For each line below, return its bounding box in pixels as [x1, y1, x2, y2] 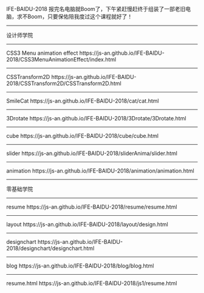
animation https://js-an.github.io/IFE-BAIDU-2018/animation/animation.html [6, 167, 194, 174]
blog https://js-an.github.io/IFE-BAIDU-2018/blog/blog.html [6, 262, 154, 269]
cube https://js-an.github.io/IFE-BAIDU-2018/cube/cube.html [6, 133, 159, 139]
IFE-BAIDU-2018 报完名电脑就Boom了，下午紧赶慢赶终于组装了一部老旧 [6, 5, 186, 12]
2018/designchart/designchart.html [6, 245, 95, 252]
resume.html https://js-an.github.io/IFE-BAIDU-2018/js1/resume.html [6, 280, 177, 287]
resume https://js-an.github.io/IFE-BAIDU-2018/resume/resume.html [6, 203, 177, 210]
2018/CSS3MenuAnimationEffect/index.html [6, 56, 117, 63]
